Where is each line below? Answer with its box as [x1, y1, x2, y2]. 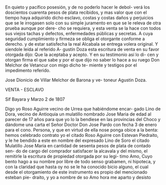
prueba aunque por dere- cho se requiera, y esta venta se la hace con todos [5, 25, 161, 31]
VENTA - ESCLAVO [5, 87, 44, 92]
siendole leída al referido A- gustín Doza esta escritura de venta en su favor [5, 47, 160, 52]
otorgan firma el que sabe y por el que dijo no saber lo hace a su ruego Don [5, 57, 160, 62]
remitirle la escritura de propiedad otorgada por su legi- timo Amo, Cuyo [5, 153, 153, 159]
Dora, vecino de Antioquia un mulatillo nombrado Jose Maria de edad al [5, 111, 152, 117]
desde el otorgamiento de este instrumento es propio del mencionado [5, 169, 148, 175]
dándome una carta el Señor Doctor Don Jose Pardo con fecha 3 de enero [5, 122, 157, 127]
